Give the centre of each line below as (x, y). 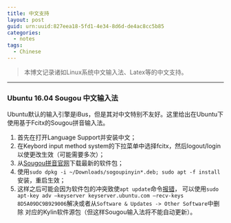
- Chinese (27, 52)
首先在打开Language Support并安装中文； (77, 137)
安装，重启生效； (41, 180)
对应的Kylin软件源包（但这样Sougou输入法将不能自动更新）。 (111, 212)
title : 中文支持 (28, 13)
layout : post (26, 20)
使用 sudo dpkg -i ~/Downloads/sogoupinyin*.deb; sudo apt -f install (119, 172)
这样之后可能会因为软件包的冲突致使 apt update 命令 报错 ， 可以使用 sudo (118, 189)
